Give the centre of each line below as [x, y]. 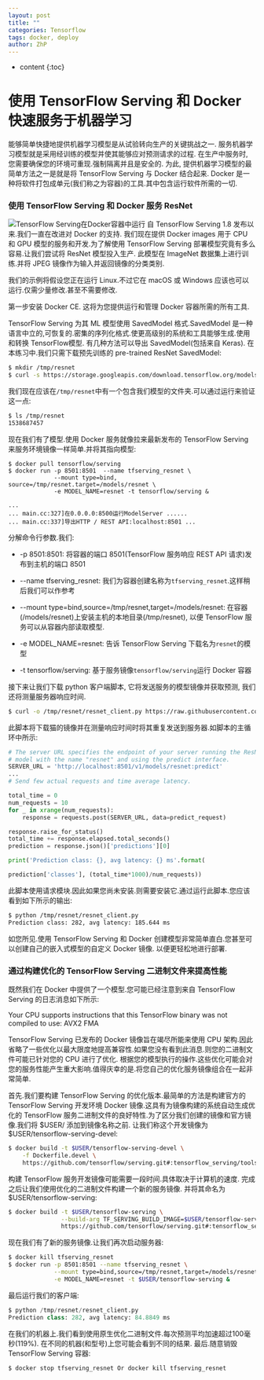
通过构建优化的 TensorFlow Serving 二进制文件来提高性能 [118, 971]
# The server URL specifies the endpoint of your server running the [125, 752]
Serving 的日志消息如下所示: [54, 1000]
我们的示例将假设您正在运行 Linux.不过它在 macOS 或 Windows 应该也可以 [129, 281]
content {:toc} [42, 67]
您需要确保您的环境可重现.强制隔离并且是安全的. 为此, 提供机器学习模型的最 [130, 164]
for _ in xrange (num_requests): [61, 810]
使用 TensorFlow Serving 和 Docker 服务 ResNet [101, 205]
